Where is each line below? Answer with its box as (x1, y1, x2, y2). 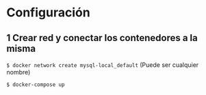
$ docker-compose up (6, 81, 66, 88)
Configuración (6, 5, 90, 21)
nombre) (6, 68, 31, 76)
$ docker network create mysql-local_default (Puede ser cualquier (6, 61, 199, 69)
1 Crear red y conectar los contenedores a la (6, 32, 198, 44)
